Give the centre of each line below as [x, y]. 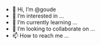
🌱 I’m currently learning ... [45, 22]
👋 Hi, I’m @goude [34, 9]
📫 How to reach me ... [40, 36]
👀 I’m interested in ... [38, 16]
